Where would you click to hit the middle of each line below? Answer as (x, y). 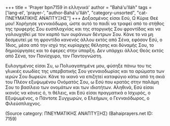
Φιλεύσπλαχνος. (23, 103)
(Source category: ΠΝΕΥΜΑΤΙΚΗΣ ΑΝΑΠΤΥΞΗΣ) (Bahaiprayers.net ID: (79, 113)
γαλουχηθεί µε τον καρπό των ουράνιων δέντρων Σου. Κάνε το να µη (79, 34)
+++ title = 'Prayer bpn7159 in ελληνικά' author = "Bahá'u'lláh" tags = (79, 7)
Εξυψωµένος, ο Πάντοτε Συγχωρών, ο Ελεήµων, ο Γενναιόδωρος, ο (77, 98)
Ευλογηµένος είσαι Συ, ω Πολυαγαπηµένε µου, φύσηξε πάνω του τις (78, 66)
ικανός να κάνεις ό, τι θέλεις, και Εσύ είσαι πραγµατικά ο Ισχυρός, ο (78, 93)
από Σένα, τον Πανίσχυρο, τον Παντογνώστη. (54, 56)
